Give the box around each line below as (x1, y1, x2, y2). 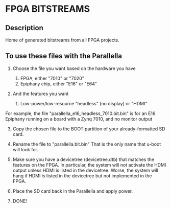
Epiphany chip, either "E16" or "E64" (20, 80, 97, 87)
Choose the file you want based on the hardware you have (12, 65, 136, 72)
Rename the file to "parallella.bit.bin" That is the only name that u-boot (12, 141, 161, 147)
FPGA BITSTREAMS (5, 3, 90, 15)
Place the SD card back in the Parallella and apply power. (12, 188, 133, 194)
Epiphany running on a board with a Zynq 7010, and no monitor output (5, 115, 153, 122)
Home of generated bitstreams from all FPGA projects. (5, 37, 120, 43)
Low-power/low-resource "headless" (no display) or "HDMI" (20, 100, 148, 106)
